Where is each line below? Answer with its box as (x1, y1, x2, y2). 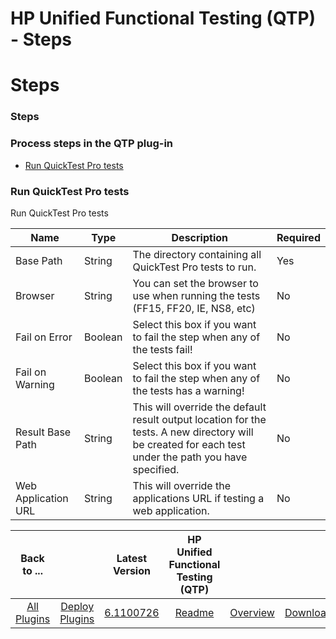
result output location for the (132, 412, 267, 426)
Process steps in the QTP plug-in (10, 137, 174, 151)
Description (171, 230, 228, 244)
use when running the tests (132, 288, 261, 302)
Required (276, 230, 321, 244)
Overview (229, 605, 275, 619)
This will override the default (132, 400, 267, 414)
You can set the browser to (132, 276, 259, 290)
